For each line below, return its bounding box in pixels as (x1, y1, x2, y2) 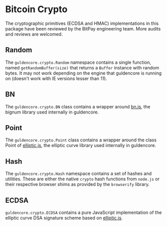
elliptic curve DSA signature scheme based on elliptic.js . (5, 215, 123, 221)
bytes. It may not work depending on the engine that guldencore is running (5, 70, 162, 76)
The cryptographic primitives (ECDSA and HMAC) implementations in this (5, 20, 159, 26)
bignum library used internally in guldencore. (5, 109, 99, 115)
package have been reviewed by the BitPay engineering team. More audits (5, 25, 161, 31)
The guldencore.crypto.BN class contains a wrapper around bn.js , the (5, 103, 151, 109)
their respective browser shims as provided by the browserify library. (5, 181, 150, 187)
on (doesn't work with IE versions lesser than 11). (5, 75, 108, 82)
